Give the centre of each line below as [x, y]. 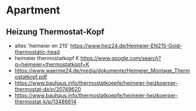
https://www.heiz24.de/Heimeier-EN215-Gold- [126, 46]
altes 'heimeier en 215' [42, 46]
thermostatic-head [37, 52]
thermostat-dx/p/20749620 [48, 89]
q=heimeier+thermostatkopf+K [52, 64]
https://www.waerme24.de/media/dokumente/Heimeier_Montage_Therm [102, 70]
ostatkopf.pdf [31, 77]
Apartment [33, 10]
